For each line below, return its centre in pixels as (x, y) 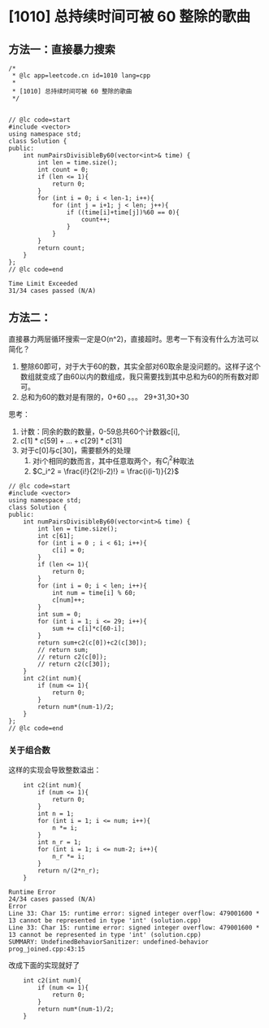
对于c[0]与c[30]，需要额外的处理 (76, 450)
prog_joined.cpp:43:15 (47, 949)
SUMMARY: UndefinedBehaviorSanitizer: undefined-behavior (108, 942)
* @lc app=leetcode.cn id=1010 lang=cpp (81, 76)
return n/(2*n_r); (69, 871)
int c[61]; (56, 536)
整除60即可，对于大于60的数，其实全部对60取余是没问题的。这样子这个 (141, 366)
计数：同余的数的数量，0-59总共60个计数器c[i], (100, 431)
